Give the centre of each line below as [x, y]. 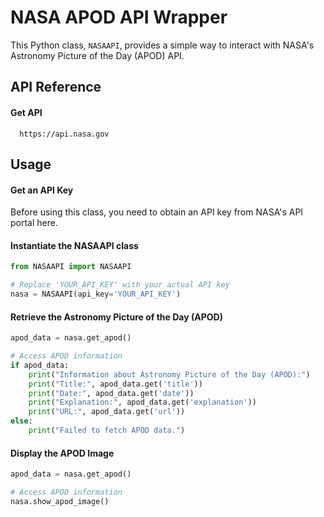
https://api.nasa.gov [64, 134]
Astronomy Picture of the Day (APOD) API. [97, 55]
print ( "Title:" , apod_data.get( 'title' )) [115, 384]
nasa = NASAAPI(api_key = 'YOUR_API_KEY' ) [96, 294]
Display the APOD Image [62, 453]
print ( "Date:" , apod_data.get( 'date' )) [111, 393]
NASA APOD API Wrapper [119, 17]
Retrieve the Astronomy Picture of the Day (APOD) [116, 317]
